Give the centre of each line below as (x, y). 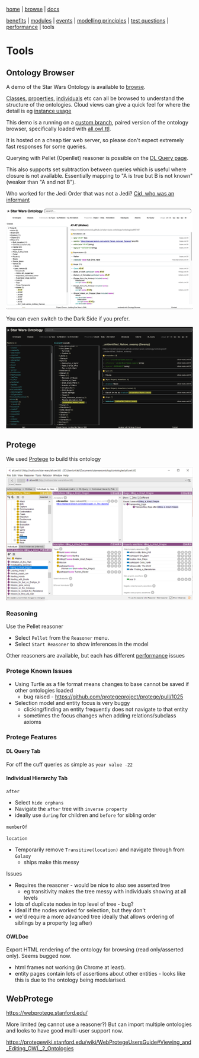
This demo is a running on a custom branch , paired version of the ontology (97, 122)
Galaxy (23, 857)
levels (31, 898)
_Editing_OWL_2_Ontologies (40, 1049)
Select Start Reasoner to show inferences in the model (82, 644)
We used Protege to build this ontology (54, 459)
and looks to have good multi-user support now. (65, 1031)
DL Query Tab (23, 751)
